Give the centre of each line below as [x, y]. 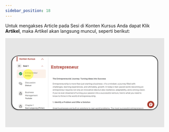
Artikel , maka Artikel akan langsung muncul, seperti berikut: [68, 31]
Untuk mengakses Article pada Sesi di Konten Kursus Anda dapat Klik [77, 26]
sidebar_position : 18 [28, 11]
